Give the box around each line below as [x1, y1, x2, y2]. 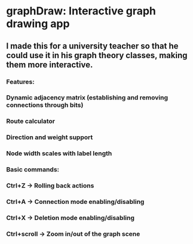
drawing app [6, 17, 70, 31]
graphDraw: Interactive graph [6, 4, 157, 18]
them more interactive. [6, 59, 93, 70]
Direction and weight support [6, 133, 93, 141]
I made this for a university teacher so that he [6, 41, 179, 51]
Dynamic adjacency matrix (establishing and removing [6, 94, 169, 102]
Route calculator [6, 117, 56, 125]
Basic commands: [6, 165, 60, 174]
